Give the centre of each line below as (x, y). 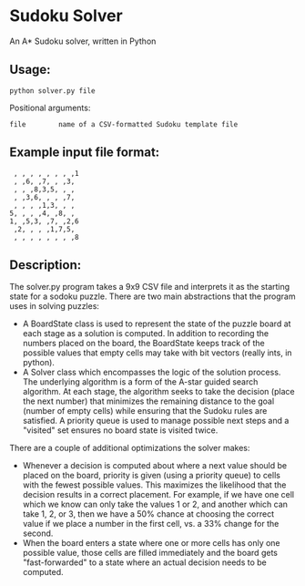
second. (38, 533)
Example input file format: (85, 153)
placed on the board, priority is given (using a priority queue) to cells (151, 476)
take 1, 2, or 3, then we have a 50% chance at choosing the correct (148, 514)
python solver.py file (52, 91)
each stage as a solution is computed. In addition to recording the (146, 334)
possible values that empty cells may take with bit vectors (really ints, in (158, 353)
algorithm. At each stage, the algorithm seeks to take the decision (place (158, 392)
